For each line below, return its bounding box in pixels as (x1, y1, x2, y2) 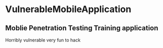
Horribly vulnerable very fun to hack (5, 37, 81, 43)
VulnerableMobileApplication (5, 4, 132, 15)
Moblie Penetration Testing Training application (5, 24, 158, 32)
